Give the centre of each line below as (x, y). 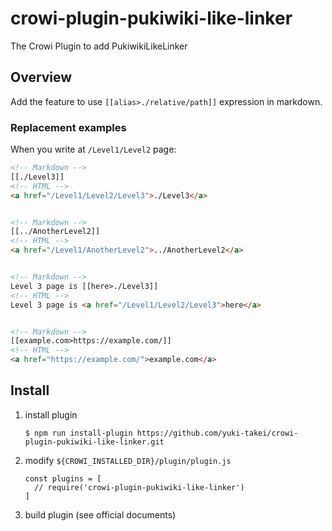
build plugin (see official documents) (100, 514)
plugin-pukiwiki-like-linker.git (94, 442)
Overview (41, 77)
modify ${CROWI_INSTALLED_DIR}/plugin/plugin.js (128, 460)
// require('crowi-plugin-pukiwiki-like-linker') (139, 487)
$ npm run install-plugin (78, 433)
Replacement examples (68, 127)
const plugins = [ (63, 478)
